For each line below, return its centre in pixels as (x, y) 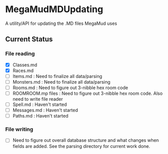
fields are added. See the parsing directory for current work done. (81, 146)
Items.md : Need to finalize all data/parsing (57, 76)
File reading (20, 54)
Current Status (29, 39)
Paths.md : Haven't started (40, 116)
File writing (19, 129)
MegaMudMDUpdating (54, 9)
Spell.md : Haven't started (40, 104)
